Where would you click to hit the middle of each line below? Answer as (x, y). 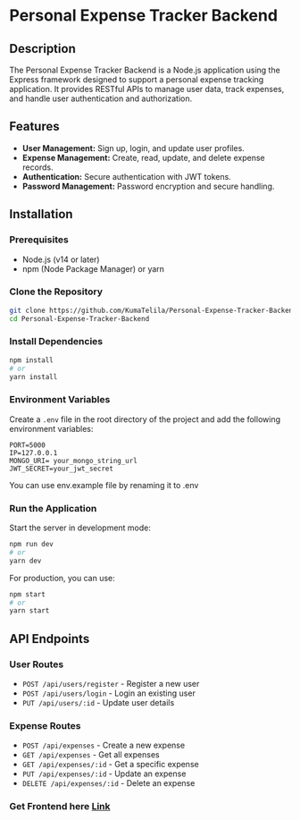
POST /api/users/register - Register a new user (111, 684)
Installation (41, 214)
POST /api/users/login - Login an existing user (109, 693)
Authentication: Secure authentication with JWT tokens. (127, 176)
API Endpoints (50, 639)
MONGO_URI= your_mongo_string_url (74, 461)
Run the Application (53, 508)
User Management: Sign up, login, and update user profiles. (133, 148)
